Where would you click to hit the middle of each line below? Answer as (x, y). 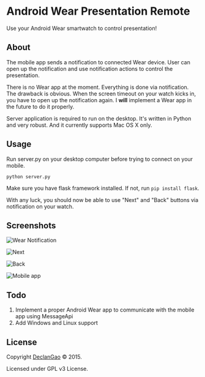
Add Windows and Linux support (56, 323)
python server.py (28, 177)
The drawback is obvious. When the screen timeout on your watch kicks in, (101, 94)
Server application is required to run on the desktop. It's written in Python (99, 118)
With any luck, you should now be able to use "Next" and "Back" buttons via (102, 200)
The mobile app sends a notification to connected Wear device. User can (99, 62)
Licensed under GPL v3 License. (47, 369)
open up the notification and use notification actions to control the (90, 69)
